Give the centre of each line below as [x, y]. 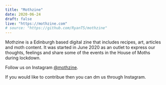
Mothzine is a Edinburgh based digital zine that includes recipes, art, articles [83, 42]
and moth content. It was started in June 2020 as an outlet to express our [80, 47]
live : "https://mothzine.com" [36, 23]
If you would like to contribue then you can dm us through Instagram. [76, 77]
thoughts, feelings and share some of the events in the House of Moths [78, 53]
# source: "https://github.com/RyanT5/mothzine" [56, 28]
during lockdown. [23, 58]
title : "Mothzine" [24, 10]
